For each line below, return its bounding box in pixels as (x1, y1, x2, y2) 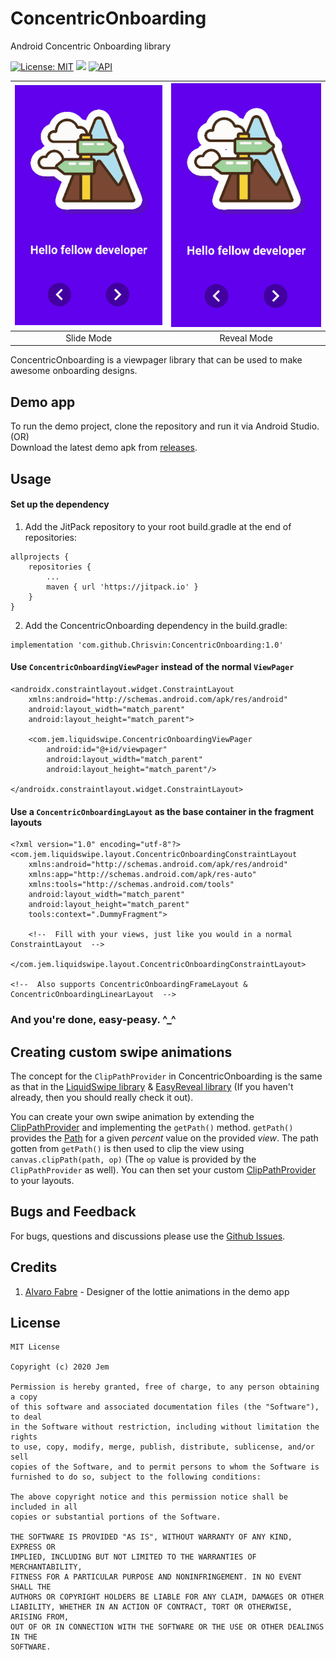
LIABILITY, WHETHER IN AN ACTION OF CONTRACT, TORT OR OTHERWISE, (10, 1602, 293, 1612)
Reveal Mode (219, 332, 273, 344)
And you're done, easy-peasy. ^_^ (10, 1013, 177, 1027)
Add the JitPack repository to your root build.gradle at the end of (24, 520, 292, 532)
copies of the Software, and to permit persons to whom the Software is (10, 1462, 320, 1472)
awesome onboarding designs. (10, 365, 138, 377)
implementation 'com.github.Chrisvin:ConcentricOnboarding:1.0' (10, 640, 284, 650)
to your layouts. (10, 1174, 75, 1186)
